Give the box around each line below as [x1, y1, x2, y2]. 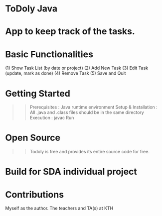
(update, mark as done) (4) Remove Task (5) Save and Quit [5, 70, 126, 76]
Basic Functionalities [5, 48, 94, 60]
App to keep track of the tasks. [5, 26, 136, 37]
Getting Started [5, 88, 71, 99]
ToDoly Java [5, 3, 58, 14]
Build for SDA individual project [5, 166, 137, 177]
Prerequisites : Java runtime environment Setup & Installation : [29, 104, 158, 110]
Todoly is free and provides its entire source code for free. [29, 149, 150, 155]
